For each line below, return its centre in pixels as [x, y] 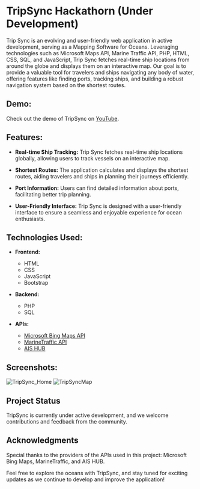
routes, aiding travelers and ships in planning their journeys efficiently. [102, 176]
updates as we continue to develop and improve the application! [86, 479]
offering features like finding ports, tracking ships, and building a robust [95, 79]
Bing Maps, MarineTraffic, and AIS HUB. [56, 461]
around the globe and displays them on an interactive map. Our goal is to [96, 66]
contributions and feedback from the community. [67, 421]
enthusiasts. [30, 219]
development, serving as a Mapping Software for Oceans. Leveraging [92, 47]
